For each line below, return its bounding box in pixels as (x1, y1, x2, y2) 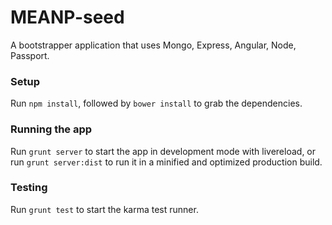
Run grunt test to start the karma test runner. (10, 203, 199, 215)
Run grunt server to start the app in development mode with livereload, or (10, 145, 317, 157)
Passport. (10, 49, 50, 61)
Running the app (10, 122, 93, 136)
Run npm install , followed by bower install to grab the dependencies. (10, 97, 303, 110)
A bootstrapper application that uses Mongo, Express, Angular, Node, (10, 39, 297, 51)
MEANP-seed (10, 6, 125, 29)
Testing (10, 181, 48, 195)
